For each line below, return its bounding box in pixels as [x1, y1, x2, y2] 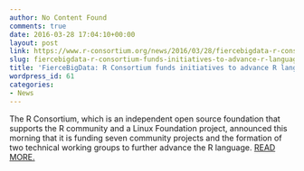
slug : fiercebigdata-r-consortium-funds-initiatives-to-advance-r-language [9, 55, 301, 64]
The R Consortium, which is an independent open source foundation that [9, 113, 280, 124]
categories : [9, 80, 54, 89]
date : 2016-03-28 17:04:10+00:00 [9, 30, 136, 39]
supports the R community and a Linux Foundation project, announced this [9, 122, 288, 133]
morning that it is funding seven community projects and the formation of [9, 132, 282, 143]
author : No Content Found [9, 13, 107, 22]
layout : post [9, 38, 59, 48]
